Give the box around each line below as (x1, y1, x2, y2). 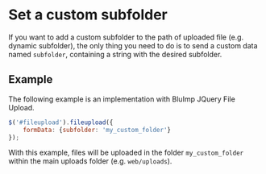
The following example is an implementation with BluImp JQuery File (8, 94, 235, 104)
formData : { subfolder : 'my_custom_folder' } (23, 126, 172, 134)
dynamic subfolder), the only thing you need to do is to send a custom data (8, 40, 258, 50)
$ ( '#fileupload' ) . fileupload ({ (8, 118, 114, 126)
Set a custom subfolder (8, 6, 168, 24)
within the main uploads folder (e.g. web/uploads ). (8, 156, 172, 166)
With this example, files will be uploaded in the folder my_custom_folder (8, 147, 244, 158)
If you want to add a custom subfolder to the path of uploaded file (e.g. (8, 32, 244, 42)
